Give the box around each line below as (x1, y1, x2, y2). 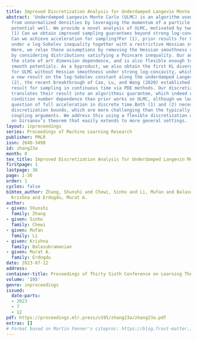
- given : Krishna (6, 238, 49, 244)
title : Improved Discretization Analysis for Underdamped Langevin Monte (6, 8, 191, 15)
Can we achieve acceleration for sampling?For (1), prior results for (11, 36, 188, 42)
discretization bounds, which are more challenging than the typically (11, 107, 191, 113)
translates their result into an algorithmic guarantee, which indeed (11, 91, 188, 96)
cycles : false (6, 183, 41, 189)
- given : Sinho (6, 216, 43, 222)
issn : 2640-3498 (6, 139, 46, 146)
